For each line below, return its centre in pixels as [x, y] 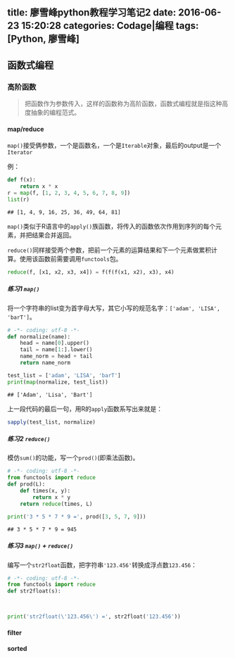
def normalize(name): [39, 336]
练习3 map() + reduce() [40, 546]
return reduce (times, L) [56, 504]
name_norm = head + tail [56, 356]
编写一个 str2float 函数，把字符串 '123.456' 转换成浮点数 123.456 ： [102, 564]
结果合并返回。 [53, 235]
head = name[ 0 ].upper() [55, 343]
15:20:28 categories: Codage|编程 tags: [110, 26]
